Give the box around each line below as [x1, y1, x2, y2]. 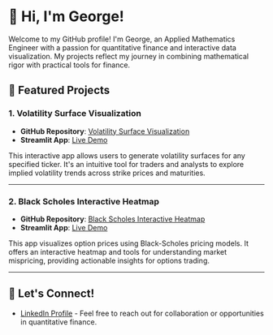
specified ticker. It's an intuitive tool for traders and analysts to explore [8, 159, 245, 169]
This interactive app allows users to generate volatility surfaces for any [8, 150, 245, 161]
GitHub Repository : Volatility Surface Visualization [19, 126, 190, 136]
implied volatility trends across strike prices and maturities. [8, 168, 206, 178]
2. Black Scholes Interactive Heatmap [8, 195, 160, 207]
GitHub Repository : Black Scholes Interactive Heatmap [19, 214, 206, 224]
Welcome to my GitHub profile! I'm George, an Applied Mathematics [8, 34, 236, 44]
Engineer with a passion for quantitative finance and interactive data [8, 42, 237, 52]
